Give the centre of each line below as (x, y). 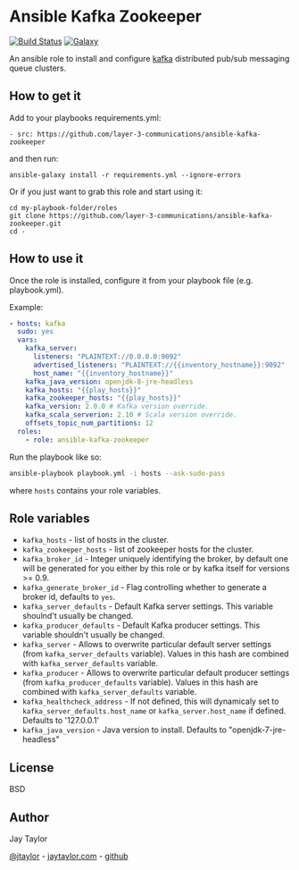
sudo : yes (35, 332)
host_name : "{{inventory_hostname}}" (103, 373)
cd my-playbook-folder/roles (63, 207)
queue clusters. (38, 68)
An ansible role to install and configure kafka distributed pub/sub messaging (149, 58)
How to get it (46, 96)
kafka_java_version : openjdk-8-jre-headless (109, 382)
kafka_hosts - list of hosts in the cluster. (96, 540)
